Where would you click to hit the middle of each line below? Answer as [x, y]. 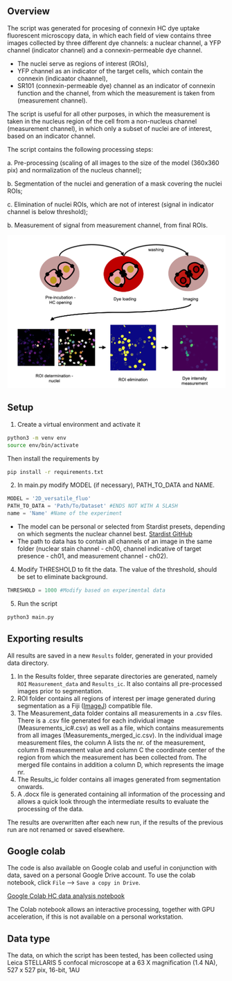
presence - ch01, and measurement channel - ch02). [92, 556]
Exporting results [45, 639]
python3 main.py [30, 617]
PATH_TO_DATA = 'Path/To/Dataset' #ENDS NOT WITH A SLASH [92, 506]
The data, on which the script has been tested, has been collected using [110, 955]
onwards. [30, 786]
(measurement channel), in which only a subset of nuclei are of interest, [110, 128]
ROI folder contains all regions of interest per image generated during [116, 698]
